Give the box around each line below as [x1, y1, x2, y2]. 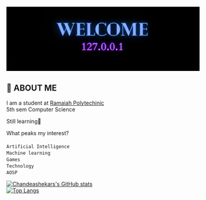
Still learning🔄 [6, 117, 42, 125]
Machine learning [6, 150, 51, 156]
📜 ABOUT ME [6, 83, 57, 94]
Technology [6, 163, 34, 169]
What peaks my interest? [6, 129, 69, 136]
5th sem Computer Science [6, 105, 75, 113]
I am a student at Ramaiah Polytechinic [6, 99, 104, 106]
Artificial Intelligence [6, 143, 70, 150]
